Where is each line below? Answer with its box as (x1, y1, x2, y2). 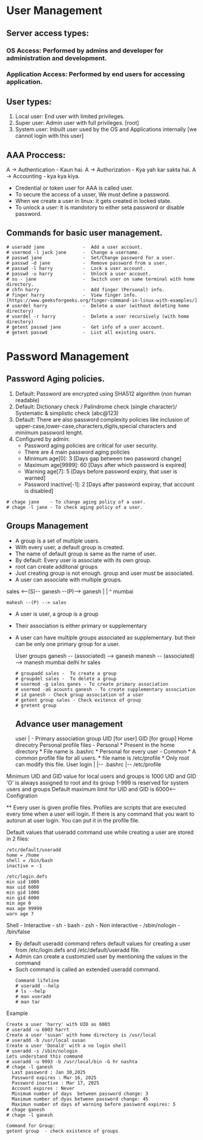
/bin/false (6, 928, 30, 936)
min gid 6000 (6, 895, 40, 901)
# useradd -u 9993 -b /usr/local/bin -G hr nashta (6, 1059, 138, 1065)
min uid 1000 (6, 879, 40, 885)
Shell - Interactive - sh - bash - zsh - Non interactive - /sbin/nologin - (6, 922, 180, 929)
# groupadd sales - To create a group (15, 670, 117, 677)
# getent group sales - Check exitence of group (15, 697, 141, 703)
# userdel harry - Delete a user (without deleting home (6, 302, 190, 308)
